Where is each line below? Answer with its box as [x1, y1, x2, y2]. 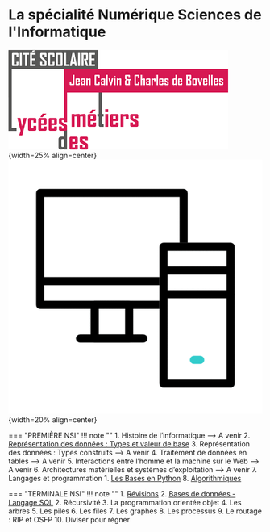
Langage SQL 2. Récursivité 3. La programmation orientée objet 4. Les [8, 497, 242, 507]
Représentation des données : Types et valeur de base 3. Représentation [8, 438, 251, 449]
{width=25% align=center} [8, 150, 98, 160]
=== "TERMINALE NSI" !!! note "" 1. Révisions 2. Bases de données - [8, 488, 236, 498]
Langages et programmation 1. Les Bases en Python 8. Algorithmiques [8, 473, 242, 483]
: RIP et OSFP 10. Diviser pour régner [8, 514, 131, 524]
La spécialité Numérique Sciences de [8, 6, 262, 24]
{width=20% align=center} [8, 414, 98, 425]
